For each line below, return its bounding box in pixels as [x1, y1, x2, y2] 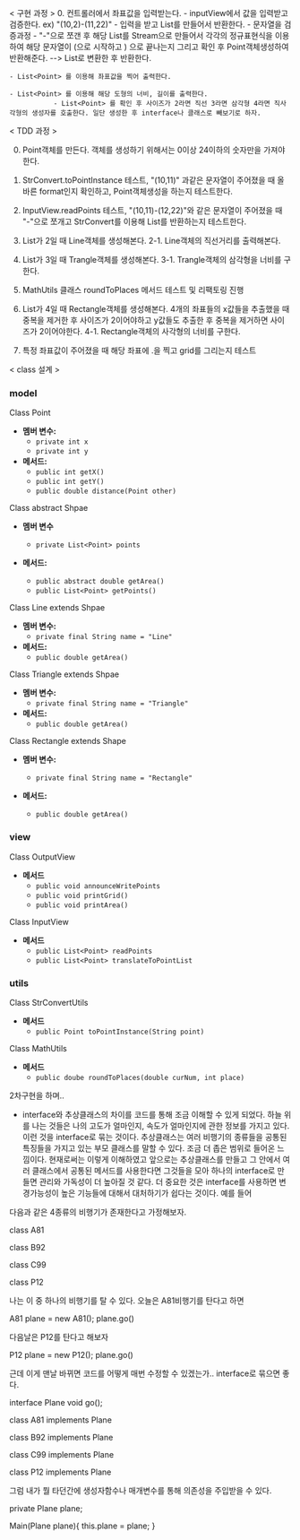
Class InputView [9, 916, 69, 927]
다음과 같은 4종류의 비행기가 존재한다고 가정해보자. [9, 1207, 187, 1217]
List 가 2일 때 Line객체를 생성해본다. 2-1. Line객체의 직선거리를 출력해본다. [21, 236, 281, 246]
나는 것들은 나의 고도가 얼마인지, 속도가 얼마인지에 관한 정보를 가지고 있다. [31, 1120, 290, 1131]
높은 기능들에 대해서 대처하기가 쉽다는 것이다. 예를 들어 [61, 1187, 253, 1198]
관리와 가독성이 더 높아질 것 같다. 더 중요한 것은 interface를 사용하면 [39, 1176, 278, 1187]
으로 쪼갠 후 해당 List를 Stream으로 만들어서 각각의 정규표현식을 [49, 30, 273, 40]
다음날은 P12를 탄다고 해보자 [9, 1331, 109, 1342]
